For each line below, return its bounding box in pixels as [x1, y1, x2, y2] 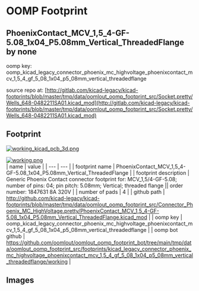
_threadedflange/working [6, 258, 68, 265]
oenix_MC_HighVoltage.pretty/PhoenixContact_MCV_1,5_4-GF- [6, 207, 159, 214]
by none [6, 47, 37, 57]
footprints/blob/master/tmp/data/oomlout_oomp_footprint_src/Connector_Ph [6, 201, 193, 208]
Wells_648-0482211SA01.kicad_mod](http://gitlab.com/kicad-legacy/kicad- [6, 100, 190, 106]
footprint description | [136, 169, 190, 177]
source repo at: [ [6, 86, 47, 94]
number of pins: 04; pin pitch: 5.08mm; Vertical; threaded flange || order [6, 182, 184, 189]
